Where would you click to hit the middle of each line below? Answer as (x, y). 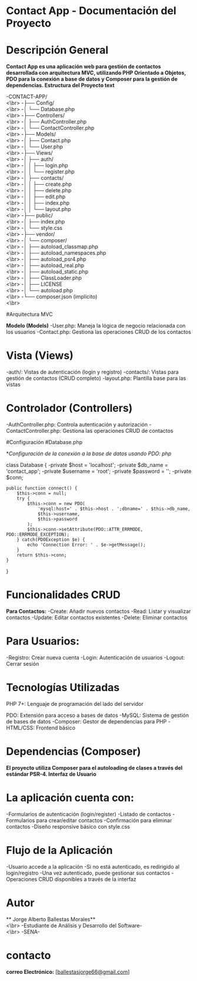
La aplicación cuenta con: (70, 798)
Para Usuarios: (43, 641)
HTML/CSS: (21, 728)
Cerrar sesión (23, 663)
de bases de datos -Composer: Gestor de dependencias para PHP (86, 721)
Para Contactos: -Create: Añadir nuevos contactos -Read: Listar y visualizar (98, 611)
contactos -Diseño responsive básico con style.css (68, 826)
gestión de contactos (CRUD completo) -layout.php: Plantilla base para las (96, 378)
